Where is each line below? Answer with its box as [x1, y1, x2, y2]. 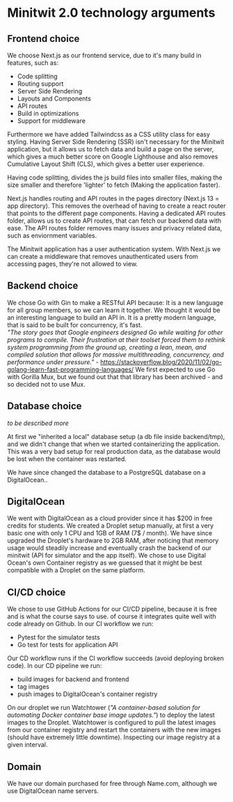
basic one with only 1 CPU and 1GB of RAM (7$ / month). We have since [7, 529, 213, 537]
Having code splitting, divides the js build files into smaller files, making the [7, 173, 223, 181]
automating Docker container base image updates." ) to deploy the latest [7, 711, 216, 720]
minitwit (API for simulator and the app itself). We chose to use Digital [7, 551, 207, 560]
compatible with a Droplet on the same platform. [7, 566, 146, 574]
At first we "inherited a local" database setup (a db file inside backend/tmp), [7, 432, 225, 440]
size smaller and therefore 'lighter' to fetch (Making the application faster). [7, 181, 220, 189]
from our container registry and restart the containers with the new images [7, 726, 221, 734]
